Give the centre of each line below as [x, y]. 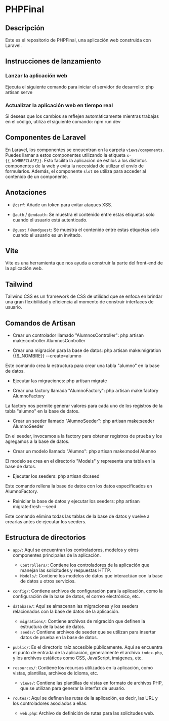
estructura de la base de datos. [53, 626]
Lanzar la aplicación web [36, 76]
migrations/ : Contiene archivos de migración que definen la [82, 621]
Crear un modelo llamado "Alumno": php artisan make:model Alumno [84, 452]
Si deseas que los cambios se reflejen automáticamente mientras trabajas [82, 116]
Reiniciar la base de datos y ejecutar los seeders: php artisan [76, 501]
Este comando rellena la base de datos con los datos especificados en [79, 486]
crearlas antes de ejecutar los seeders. [46, 522]
